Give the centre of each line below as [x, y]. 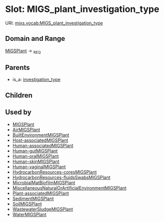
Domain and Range [35, 39]
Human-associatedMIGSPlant [43, 145]
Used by [18, 112]
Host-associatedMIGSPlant [40, 140]
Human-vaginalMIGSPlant [39, 167]
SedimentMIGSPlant [33, 199]
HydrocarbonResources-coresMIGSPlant [54, 172]
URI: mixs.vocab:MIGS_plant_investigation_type [54, 23]
